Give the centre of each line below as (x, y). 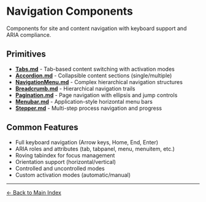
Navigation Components (70, 11)
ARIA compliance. (29, 34)
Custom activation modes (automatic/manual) (73, 175)
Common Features (42, 127)
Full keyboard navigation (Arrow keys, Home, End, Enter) (86, 142)
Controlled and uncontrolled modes (60, 168)
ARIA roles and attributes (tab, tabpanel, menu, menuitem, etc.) (95, 149)
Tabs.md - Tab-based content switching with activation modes (95, 69)
